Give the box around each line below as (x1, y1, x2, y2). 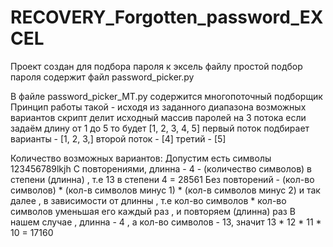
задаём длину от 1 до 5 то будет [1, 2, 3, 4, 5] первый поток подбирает (10, 122, 310, 134)
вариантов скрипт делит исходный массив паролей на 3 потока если (10, 111, 307, 123)
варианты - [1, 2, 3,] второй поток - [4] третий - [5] (10, 132, 227, 145)
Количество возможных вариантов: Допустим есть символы (10, 152, 272, 164)
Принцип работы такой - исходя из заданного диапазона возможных (10, 101, 307, 113)
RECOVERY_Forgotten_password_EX (10, 6, 324, 29)
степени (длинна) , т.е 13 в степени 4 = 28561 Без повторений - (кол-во (10, 173, 315, 185)
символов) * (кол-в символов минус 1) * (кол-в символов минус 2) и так (10, 184, 321, 196)
